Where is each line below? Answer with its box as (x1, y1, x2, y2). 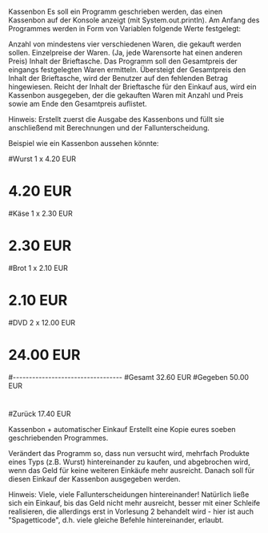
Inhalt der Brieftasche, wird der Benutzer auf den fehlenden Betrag (8, 74, 228, 83)
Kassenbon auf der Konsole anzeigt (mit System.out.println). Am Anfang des (8, 15, 260, 25)
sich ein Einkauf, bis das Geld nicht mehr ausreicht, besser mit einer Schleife (8, 498, 261, 507)
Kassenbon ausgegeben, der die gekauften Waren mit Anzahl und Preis (8, 91, 244, 99)
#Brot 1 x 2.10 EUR (8, 263, 68, 273)
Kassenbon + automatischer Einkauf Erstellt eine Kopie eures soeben (8, 424, 236, 434)
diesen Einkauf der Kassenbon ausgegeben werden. (8, 474, 181, 483)
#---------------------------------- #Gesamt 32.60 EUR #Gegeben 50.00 (8, 372, 250, 382)
